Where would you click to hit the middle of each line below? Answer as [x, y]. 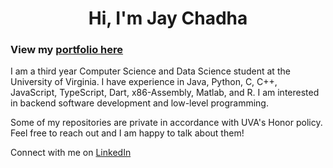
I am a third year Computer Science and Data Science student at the [150, 71]
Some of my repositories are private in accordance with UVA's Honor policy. [166, 123]
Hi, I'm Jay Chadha [168, 18]
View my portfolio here [67, 50]
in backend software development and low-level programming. [139, 103]
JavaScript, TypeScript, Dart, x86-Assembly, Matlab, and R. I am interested [165, 93]
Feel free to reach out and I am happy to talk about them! [127, 133]
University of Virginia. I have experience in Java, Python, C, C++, [144, 82]
